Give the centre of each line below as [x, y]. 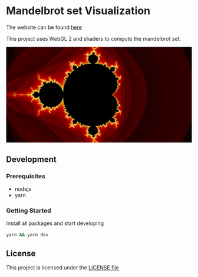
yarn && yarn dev [27, 235]
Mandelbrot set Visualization [78, 11]
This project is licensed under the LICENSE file [62, 268]
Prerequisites [26, 176]
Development [32, 159]
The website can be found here [44, 27]
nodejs [23, 189]
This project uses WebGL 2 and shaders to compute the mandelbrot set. [94, 38]
